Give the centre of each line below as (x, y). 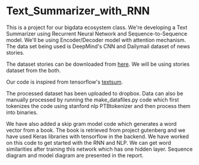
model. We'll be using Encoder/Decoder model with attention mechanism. (96, 40)
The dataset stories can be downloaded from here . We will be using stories (98, 64)
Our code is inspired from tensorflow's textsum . (64, 82)
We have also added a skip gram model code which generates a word (91, 123)
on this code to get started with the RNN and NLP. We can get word (89, 142)
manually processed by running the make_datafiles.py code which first (93, 100)
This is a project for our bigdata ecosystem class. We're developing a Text (97, 27)
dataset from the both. (34, 70)
